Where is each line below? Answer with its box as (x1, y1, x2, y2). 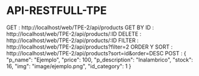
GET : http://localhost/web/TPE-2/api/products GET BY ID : (6, 24, 154, 31)
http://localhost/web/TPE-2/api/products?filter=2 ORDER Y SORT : (6, 43, 173, 50)
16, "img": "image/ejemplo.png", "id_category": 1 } (6, 62, 132, 70)
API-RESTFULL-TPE (6, 4, 107, 18)
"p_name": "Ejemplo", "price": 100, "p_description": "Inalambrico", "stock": (6, 56, 194, 63)
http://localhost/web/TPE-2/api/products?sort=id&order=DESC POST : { (6, 49, 187, 57)
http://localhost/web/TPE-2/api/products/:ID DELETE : (6, 30, 142, 37)
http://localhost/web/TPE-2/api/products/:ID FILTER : (6, 36, 139, 44)
